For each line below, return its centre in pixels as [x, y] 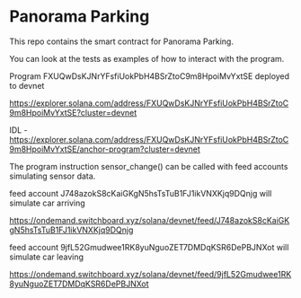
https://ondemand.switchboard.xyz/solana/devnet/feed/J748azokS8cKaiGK [150, 220]
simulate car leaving [46, 257]
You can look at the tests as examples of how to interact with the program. [147, 58]
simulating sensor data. [53, 176]
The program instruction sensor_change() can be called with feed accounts [149, 166]
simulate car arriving [47, 203]
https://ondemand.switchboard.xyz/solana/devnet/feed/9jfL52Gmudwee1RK [150, 274]
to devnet [27, 85]
